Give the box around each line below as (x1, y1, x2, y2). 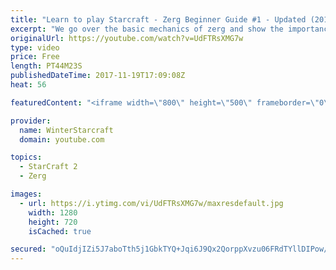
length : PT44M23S (10, 61, 83, 71)
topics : (10, 152, 43, 163)
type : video (10, 42, 60, 53)
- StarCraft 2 (19, 162, 78, 172)
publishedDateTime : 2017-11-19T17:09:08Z (10, 71, 186, 81)
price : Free (10, 52, 60, 62)
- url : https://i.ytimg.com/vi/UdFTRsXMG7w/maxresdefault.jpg (19, 198, 284, 208)
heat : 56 (10, 80, 47, 90)
